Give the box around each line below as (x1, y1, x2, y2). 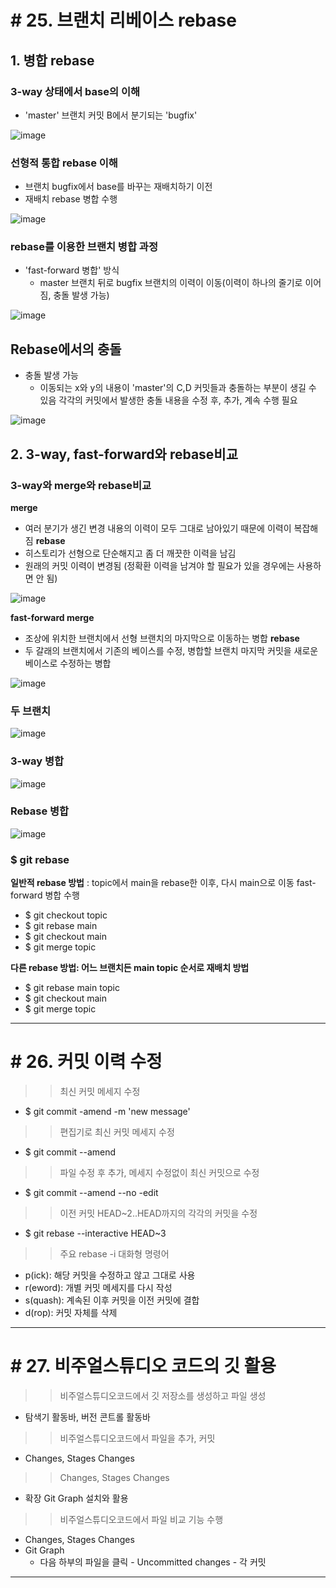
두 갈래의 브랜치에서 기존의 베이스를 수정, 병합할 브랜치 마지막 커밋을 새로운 (24, 644, 319, 656)
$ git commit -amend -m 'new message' (24, 1106, 191, 1118)
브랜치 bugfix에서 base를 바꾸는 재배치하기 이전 (24, 181, 213, 193)
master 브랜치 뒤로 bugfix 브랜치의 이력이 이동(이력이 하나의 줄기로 (39, 277, 303, 289)
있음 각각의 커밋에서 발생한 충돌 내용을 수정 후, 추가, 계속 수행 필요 (39, 394, 298, 406)
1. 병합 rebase (10, 52, 95, 69)
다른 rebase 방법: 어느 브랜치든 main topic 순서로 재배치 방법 (10, 962, 250, 974)
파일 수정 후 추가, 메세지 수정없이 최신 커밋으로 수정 (59, 1167, 260, 1179)
